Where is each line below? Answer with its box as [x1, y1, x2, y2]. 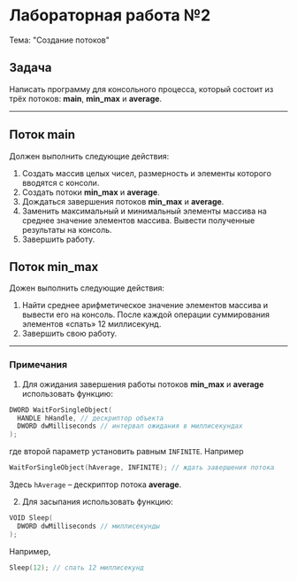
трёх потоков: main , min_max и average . [9, 93, 162, 104]
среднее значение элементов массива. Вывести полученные [21, 214, 255, 226]
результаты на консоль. [21, 224, 112, 235]
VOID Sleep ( [9, 514, 53, 523]
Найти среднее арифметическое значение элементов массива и [21, 300, 269, 311]
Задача [9, 60, 52, 75]
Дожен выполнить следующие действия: [9, 283, 165, 293]
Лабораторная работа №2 [9, 5, 211, 26]
